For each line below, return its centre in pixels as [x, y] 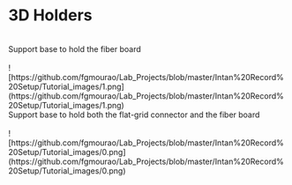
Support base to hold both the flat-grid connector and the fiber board [134, 115]
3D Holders [51, 15]
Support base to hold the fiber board [75, 48]
